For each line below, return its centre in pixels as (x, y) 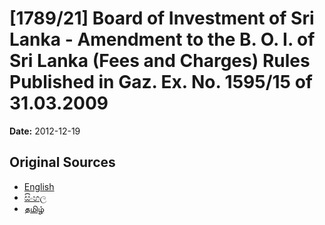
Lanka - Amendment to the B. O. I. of (162, 39)
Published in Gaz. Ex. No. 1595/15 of (161, 82)
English (39, 186)
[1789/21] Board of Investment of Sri (162, 18)
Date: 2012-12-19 (45, 131)
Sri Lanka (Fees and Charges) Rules (160, 61)
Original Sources (62, 162)
